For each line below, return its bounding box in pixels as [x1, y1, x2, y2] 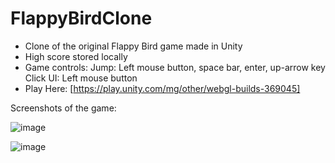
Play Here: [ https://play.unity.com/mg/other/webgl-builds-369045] [24, 82, 301, 94]
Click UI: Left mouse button [24, 72, 138, 84]
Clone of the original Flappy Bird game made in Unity [24, 40, 243, 52]
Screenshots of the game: [10, 102, 117, 114]
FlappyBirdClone [10, 7, 153, 30]
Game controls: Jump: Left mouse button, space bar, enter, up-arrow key [24, 61, 326, 73]
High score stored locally [24, 50, 128, 62]
